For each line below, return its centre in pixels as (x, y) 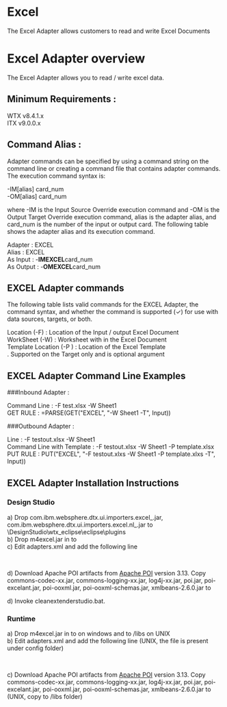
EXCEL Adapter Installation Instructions (93, 483)
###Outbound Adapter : (41, 427)
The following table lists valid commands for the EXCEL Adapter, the (103, 304)
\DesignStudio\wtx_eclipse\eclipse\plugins (67, 531)
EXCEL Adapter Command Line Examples (96, 375)
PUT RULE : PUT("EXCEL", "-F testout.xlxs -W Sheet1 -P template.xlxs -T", (111, 454)
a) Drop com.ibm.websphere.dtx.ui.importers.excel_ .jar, (85, 517)
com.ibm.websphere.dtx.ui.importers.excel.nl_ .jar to (80, 525)
